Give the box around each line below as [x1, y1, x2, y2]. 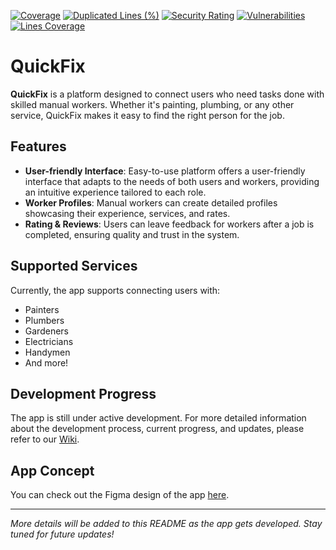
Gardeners [24, 325, 69, 337]
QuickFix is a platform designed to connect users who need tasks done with [10, 88, 325, 100]
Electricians [24, 335, 74, 347]
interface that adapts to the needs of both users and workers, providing [24, 175, 320, 187]
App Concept [10, 462, 95, 479]
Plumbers [24, 314, 65, 326]
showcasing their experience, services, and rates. [24, 207, 231, 219]
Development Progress [10, 385, 157, 402]
